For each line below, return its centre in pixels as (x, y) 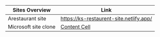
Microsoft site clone (32, 27)
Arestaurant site (27, 18)
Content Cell (76, 27)
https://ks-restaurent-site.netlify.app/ (106, 18)
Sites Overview (32, 10)
